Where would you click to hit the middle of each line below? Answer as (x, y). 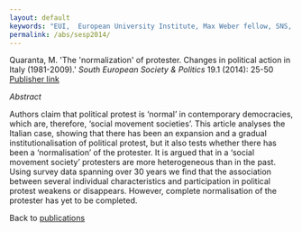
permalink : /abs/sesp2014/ (60, 34)
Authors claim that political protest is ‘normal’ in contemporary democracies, (151, 115)
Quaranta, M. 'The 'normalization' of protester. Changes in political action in (150, 60)
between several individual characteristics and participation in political (140, 181)
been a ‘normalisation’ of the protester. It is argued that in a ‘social (132, 153)
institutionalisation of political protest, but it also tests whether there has (143, 143)
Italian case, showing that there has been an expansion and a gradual (138, 134)
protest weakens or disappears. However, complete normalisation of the (143, 191)
